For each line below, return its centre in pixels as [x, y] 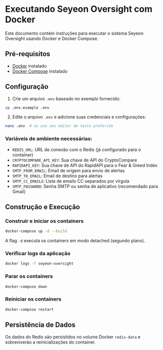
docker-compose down [26, 287]
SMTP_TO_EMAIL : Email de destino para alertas [57, 176]
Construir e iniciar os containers [44, 221]
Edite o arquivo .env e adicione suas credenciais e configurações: [79, 117]
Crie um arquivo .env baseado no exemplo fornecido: [66, 98]
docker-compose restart [30, 310]
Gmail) [19, 192]
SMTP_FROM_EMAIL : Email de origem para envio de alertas [68, 170]
